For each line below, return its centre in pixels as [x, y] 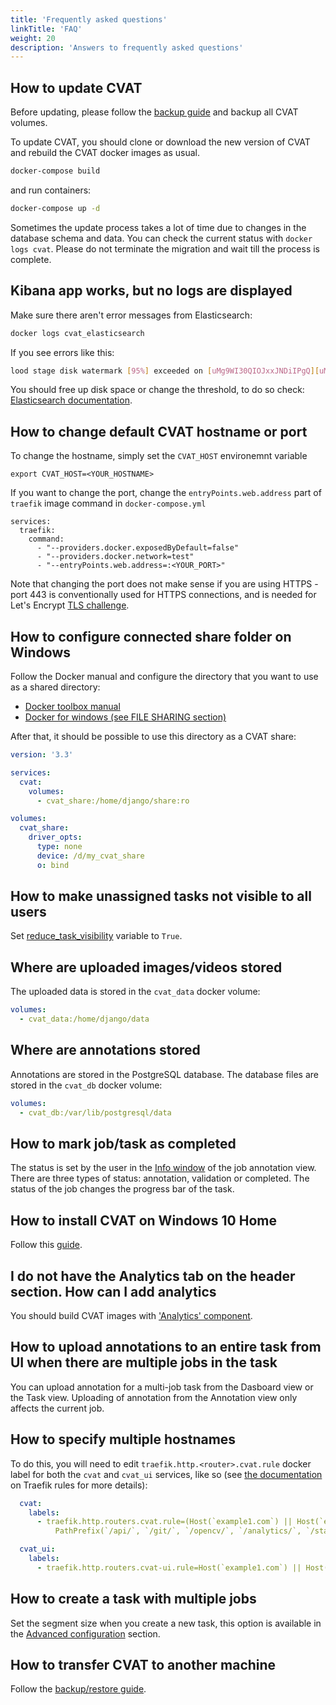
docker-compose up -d [55, 208]
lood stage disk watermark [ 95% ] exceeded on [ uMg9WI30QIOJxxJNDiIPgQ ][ [165, 371]
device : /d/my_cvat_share [90, 856]
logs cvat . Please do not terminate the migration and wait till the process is [165, 248]
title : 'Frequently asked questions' [89, 19]
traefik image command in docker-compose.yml [108, 503]
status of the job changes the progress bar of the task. [122, 1189]
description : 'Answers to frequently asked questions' [127, 47]
